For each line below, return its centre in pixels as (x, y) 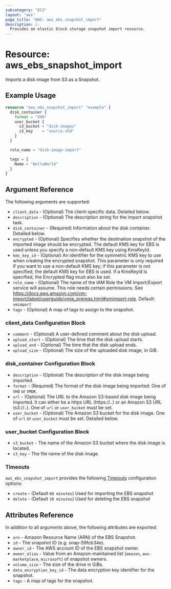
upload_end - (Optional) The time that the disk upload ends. (75, 345)
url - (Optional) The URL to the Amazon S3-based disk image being (84, 396)
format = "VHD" (31, 117)
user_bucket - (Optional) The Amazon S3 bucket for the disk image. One (89, 413)
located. (21, 448)
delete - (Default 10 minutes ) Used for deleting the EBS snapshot (81, 499)
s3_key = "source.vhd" (46, 131)
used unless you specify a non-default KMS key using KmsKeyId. (81, 250)
